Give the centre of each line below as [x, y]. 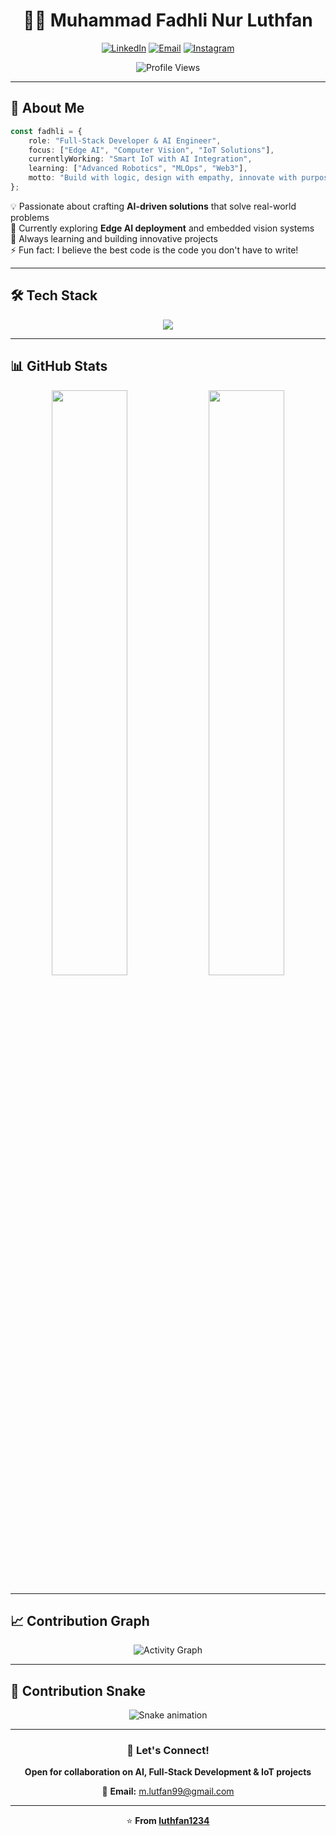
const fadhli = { [46, 131]
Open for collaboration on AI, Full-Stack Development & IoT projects [168, 1772]
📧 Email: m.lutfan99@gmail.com [168, 1791]
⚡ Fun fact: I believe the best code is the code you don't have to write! [154, 250]
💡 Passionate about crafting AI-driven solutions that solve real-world [153, 206]
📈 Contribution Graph [80, 1620]
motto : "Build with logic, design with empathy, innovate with [163, 178]
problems [30, 217]
